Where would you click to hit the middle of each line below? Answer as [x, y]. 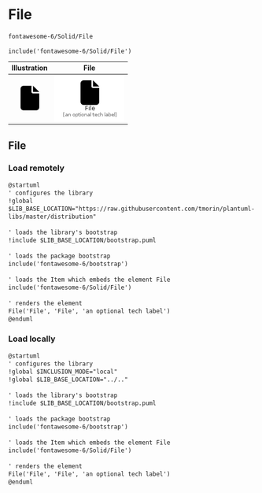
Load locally [32, 339]
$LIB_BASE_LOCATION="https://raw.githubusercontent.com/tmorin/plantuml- [132, 209]
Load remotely [37, 168]
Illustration [30, 68]
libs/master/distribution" [52, 217]
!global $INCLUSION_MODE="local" [63, 372]
